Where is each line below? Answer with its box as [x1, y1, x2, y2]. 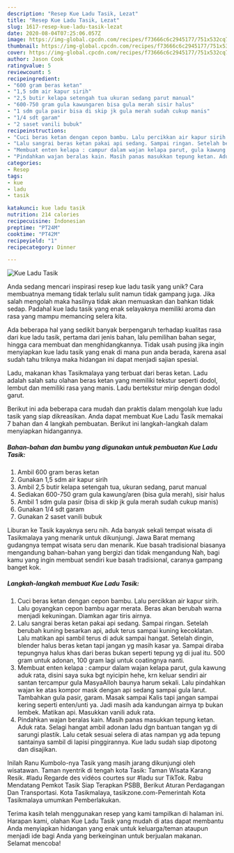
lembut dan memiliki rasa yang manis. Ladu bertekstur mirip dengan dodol [7, 384, 221, 392]
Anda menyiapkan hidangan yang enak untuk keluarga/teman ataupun [7, 824, 208, 833]
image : [7, 36, 26, 43]
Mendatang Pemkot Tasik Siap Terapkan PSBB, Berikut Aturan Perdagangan [7, 781, 225, 789]
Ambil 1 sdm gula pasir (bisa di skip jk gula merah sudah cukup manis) [17, 497, 219, 506]
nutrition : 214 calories [7, 211, 79, 219]
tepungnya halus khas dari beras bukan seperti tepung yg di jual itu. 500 [17, 649, 226, 657]
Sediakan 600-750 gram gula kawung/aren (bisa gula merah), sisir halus [17, 490, 225, 499]
